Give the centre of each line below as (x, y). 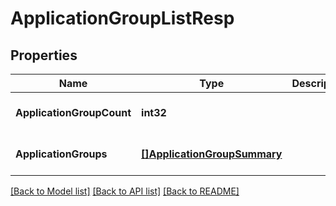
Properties (44, 55)
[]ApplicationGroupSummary (212, 154)
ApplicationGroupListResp (122, 18)
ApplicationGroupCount (73, 112)
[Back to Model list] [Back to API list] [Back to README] (125, 191)
